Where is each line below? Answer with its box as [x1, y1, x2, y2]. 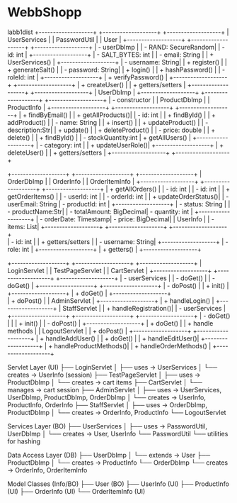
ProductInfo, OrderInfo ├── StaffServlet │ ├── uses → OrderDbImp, [7, 400, 207, 409]
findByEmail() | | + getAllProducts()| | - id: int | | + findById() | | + [28, 111, 216, 119]
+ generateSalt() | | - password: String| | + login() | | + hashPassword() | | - [7, 65, 225, 74]
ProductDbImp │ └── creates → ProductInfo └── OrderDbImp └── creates [7, 458, 229, 467]
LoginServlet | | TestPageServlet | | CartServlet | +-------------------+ [7, 266, 212, 275]
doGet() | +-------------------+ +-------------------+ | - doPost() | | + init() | [7, 281, 229, 289]
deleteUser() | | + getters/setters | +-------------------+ [7, 148, 170, 157]
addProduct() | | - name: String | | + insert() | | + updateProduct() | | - [7, 118, 209, 126]
